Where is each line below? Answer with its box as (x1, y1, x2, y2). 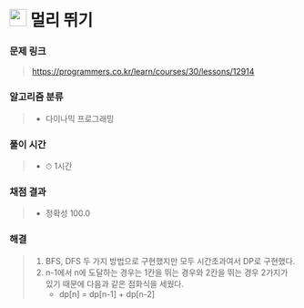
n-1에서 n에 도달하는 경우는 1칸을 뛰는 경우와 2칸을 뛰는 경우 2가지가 (45, 267, 289, 278)
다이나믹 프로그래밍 (45, 113, 115, 124)
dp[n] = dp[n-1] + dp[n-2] (58, 288, 156, 299)
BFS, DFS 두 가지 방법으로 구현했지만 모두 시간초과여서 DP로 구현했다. (45, 255, 296, 266)
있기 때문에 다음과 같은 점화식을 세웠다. (45, 278, 185, 289)
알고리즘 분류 (9, 90, 64, 103)
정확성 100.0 (45, 208, 91, 219)
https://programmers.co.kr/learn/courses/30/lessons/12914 (31, 67, 255, 77)
